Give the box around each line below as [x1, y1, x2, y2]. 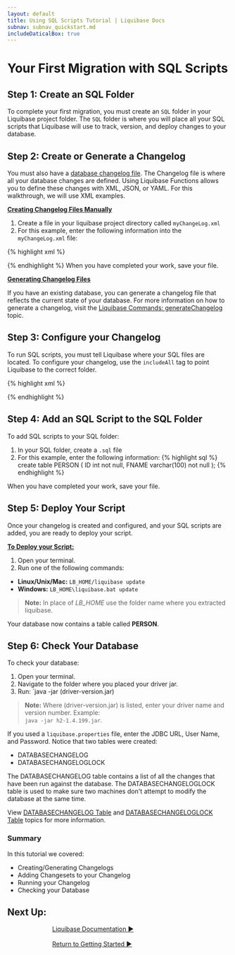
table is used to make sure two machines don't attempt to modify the [7, 787, 207, 795]
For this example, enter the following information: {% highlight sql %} [17, 453, 218, 461]
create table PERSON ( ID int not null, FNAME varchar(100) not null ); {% [17, 461, 227, 469]
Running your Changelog [17, 878, 90, 886]
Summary [7, 834, 42, 843]
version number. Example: [24, 708, 101, 717]
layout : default [7, 10, 55, 18]
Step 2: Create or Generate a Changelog [7, 150, 186, 162]
